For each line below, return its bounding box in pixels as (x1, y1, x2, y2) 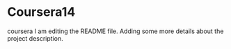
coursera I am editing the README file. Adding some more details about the (7, 27, 224, 35)
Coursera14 (7, 4, 76, 20)
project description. (7, 34, 64, 42)
